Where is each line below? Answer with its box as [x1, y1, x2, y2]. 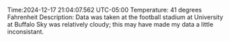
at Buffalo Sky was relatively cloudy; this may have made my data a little [7, 20, 214, 28]
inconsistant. [7, 27, 44, 36]
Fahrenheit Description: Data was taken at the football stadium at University [7, 13, 224, 21]
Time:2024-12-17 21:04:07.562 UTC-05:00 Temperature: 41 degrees [7, 6, 202, 14]
